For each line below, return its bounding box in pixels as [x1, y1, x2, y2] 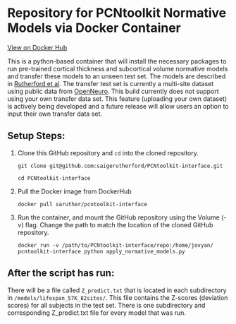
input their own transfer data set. [7, 109, 103, 118]
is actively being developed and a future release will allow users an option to [7, 102, 229, 110]
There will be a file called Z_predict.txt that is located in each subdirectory [7, 286, 227, 294]
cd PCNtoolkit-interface [17, 174, 91, 181]
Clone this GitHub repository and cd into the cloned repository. [17, 148, 199, 157]
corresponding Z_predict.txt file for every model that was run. [7, 308, 187, 317]
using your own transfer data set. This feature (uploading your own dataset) [7, 94, 228, 103]
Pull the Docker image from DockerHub [17, 187, 132, 196]
